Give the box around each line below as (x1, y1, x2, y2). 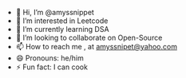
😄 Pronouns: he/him (15, 53, 84, 63)
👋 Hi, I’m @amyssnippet (15, 8, 94, 17)
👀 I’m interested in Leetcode (15, 16, 109, 25)
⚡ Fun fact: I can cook (15, 62, 88, 72)
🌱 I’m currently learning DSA (15, 25, 109, 33)
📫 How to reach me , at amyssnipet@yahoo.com (15, 42, 178, 51)
